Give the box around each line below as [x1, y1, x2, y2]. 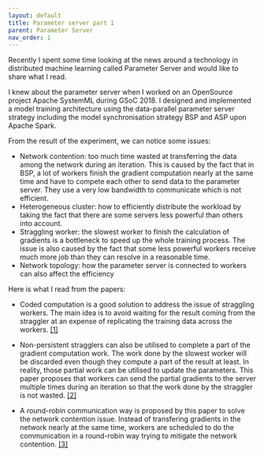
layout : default [8, 11, 61, 20]
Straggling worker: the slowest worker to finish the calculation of [19, 227, 230, 237]
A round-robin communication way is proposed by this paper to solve [19, 406, 246, 416]
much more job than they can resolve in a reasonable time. [19, 252, 210, 262]
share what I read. [8, 72, 67, 81]
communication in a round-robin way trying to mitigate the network [19, 432, 238, 441]
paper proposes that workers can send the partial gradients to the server [19, 374, 257, 383]
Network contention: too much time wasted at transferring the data [19, 152, 237, 161]
